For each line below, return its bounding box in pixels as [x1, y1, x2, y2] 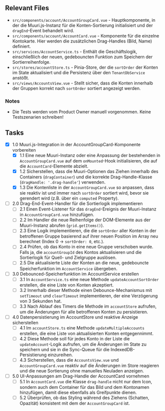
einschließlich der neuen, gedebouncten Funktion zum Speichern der [12, 54, 153, 60]
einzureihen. [47, 352, 73, 358]
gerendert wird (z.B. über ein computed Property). [19, 195, 119, 202]
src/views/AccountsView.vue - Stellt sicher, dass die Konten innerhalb [12, 80, 154, 86]
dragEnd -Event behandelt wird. [12, 27, 74, 34]
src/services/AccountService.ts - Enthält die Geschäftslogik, [12, 48, 137, 54]
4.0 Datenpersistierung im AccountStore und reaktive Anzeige [12, 314, 138, 320]
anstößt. [12, 75, 30, 81]
